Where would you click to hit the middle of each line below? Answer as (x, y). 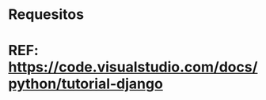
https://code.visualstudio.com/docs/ (133, 67)
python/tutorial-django (86, 84)
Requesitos (46, 15)
